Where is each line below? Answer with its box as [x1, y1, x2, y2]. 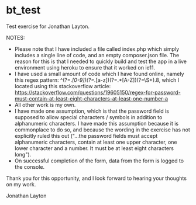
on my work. [6, 180, 36, 187]
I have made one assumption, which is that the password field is [14, 107, 170, 114]
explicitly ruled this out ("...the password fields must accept [14, 132, 158, 139]
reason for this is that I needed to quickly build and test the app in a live [14, 58, 187, 65]
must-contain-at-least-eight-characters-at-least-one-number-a [14, 95, 169, 102]
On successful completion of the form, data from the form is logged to [14, 157, 184, 164]
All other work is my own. [14, 101, 76, 108]
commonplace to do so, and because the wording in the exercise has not [14, 126, 190, 133]
